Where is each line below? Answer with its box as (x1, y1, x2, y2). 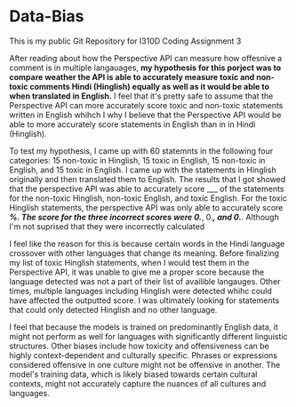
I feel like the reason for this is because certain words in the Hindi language (9, 238, 285, 249)
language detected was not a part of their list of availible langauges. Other (9, 275, 281, 286)
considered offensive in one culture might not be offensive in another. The (9, 359, 281, 370)
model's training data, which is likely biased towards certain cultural (9, 369, 258, 379)
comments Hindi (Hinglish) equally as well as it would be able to (29, 81, 269, 92)
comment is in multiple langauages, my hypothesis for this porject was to (9, 62, 282, 73)
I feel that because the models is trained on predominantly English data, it (9, 322, 278, 332)
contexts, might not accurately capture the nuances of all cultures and (9, 378, 267, 388)
